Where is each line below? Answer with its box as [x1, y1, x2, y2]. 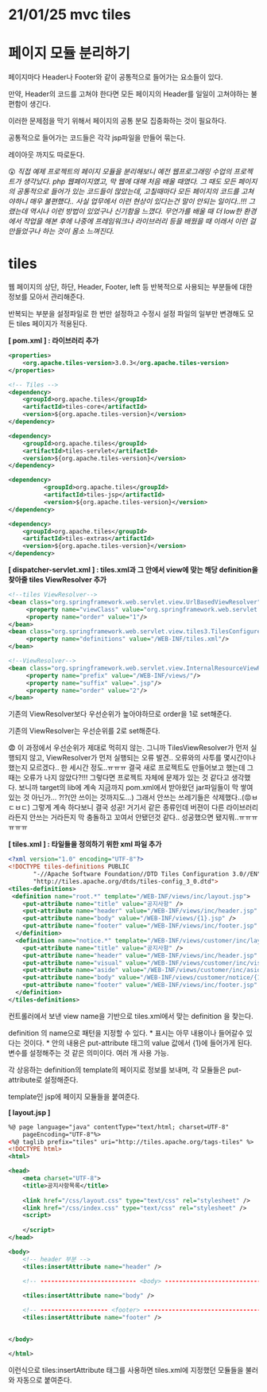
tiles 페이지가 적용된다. [16, 319, 87, 329]
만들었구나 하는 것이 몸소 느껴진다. [8, 227, 114, 236]
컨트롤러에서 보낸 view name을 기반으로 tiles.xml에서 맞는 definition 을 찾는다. [8, 1011, 253, 1021]
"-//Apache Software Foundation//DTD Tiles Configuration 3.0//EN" [33, 870, 261, 878]
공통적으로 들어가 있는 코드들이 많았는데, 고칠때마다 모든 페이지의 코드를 [16, 187, 240, 196]
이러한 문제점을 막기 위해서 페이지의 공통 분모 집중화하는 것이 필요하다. [8, 116, 226, 126]
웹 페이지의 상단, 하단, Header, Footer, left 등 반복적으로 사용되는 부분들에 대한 [8, 282, 253, 292]
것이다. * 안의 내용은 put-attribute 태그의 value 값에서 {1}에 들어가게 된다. [22, 1038, 253, 1048]
